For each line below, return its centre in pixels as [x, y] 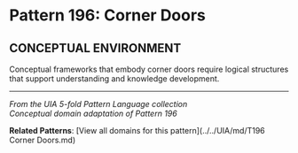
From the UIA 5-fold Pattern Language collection [98, 104]
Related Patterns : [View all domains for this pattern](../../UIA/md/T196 [137, 130]
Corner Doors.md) [43, 140]
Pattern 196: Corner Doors [108, 15]
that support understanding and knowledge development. [114, 79]
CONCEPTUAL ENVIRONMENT [95, 48]
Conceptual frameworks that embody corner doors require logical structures [149, 69]
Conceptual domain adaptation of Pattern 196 [93, 113]
